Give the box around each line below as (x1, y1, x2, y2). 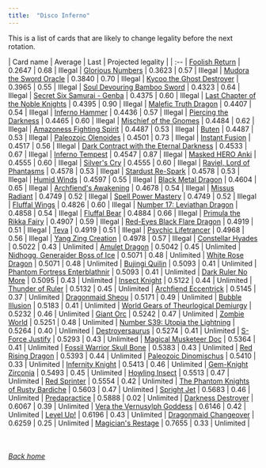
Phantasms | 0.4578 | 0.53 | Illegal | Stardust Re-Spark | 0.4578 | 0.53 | (8, 166, 240, 175)
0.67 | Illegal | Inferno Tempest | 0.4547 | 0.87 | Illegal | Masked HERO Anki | (8, 149, 256, 159)
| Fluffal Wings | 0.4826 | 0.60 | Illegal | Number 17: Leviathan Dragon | (8, 199, 238, 209)
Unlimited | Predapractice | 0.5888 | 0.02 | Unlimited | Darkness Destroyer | (8, 393, 254, 402)
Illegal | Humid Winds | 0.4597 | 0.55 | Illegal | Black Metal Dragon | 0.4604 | (8, 175, 257, 184)
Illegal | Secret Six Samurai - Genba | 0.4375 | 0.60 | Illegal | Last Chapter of (8, 90, 256, 100)
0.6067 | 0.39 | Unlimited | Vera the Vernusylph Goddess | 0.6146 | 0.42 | (8, 401, 247, 411)
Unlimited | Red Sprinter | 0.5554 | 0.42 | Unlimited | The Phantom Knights (8, 376, 250, 386)
